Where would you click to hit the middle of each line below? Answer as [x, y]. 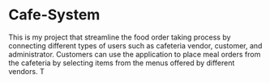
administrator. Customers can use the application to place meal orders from [135, 54]
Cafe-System [54, 15]
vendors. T [26, 71]
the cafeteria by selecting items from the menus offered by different [122, 63]
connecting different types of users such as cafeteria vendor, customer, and [135, 45]
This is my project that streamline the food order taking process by [120, 37]
